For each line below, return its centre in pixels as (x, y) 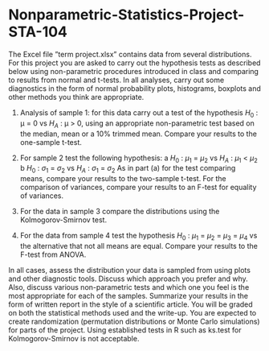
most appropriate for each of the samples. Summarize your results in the (128, 295)
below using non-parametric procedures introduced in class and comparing (134, 71)
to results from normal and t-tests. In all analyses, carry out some (116, 80)
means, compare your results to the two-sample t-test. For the (123, 179)
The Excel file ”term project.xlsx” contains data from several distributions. (130, 54)
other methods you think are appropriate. (76, 97)
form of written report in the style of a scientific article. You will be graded (130, 304)
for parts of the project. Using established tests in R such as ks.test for (125, 330)
